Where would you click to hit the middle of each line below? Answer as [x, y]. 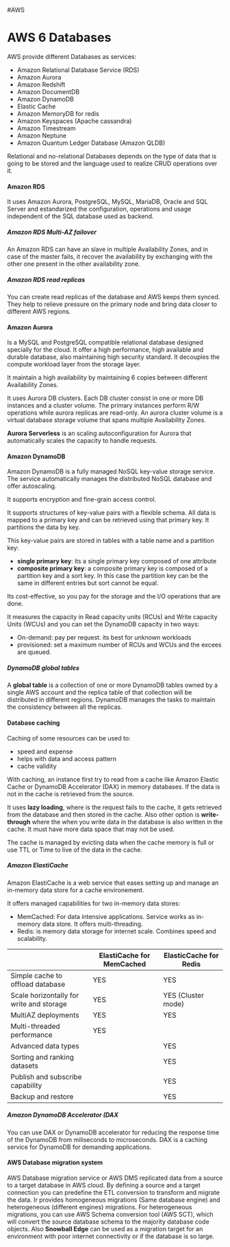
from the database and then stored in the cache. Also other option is [103, 814]
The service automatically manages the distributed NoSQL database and [110, 479]
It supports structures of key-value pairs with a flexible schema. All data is [112, 513]
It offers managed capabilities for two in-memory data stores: [94, 903]
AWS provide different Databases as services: [72, 56]
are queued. [34, 652]
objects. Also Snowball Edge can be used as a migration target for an [105, 1228]
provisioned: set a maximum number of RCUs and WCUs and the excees [119, 645]
